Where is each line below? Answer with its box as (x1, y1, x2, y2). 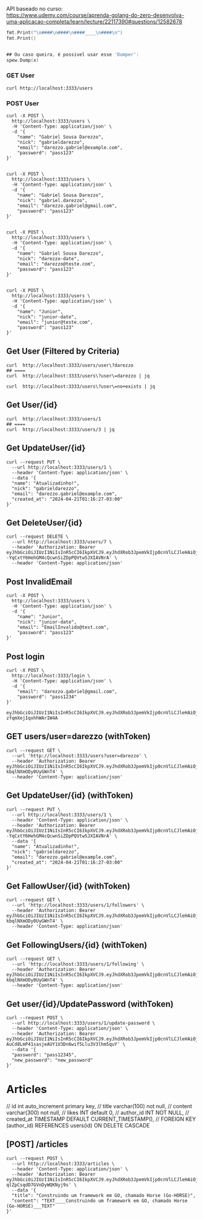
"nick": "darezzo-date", (17, 256, 80, 262)
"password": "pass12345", (11, 1052, 77, 1058)
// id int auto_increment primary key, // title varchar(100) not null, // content (6, 1102, 192, 1109)
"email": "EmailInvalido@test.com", (17, 624, 110, 631)
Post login (6, 651, 45, 662)
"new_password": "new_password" (11, 1057, 94, 1063)
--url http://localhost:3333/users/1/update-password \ (11, 1020, 155, 1026)
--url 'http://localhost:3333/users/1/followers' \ (11, 902, 145, 908)
